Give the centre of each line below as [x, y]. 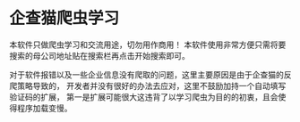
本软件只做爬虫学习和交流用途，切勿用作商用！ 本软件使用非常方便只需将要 [148, 45]
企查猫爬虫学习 [64, 18]
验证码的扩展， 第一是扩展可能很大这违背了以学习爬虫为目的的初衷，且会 [144, 97]
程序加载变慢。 [44, 108]
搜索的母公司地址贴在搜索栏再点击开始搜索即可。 [99, 55]
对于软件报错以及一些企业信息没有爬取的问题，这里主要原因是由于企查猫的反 [150, 74]
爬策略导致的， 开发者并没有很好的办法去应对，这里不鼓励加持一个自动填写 [148, 85]
